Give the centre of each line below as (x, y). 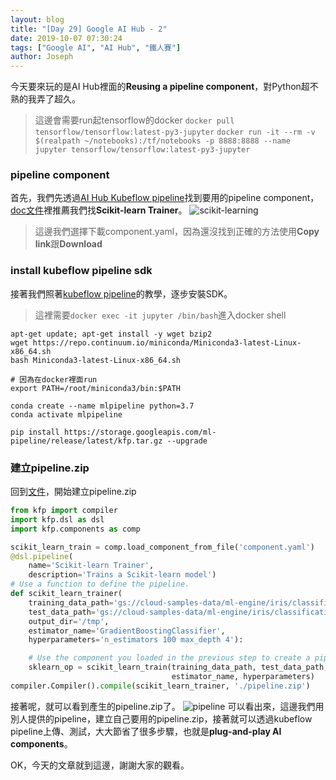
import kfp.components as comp (75, 529)
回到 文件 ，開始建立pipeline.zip (73, 492)
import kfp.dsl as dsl (57, 519)
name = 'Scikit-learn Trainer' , (91, 566)
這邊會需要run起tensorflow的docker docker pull (134, 120)
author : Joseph (42, 57)
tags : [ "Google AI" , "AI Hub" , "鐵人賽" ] (96, 47)
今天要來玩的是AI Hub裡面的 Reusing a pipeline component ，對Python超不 (164, 87)
